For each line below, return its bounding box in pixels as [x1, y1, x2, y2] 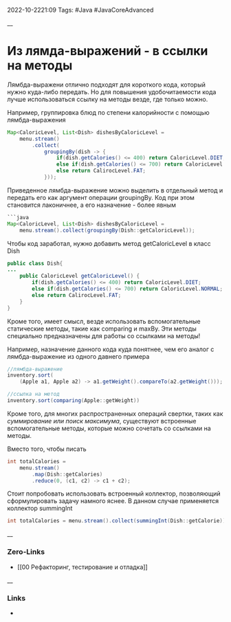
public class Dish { [7, 260, 63, 267]
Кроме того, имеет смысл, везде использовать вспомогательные [7, 317, 201, 325]
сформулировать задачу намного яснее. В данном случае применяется [7, 497, 219, 505]
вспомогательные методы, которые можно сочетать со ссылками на [7, 424, 211, 432]
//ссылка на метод [7, 391, 60, 398]
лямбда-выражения [7, 115, 67, 124]
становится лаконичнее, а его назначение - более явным [7, 201, 177, 209]
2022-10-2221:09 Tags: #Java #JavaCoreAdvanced [7, 6, 154, 14]
